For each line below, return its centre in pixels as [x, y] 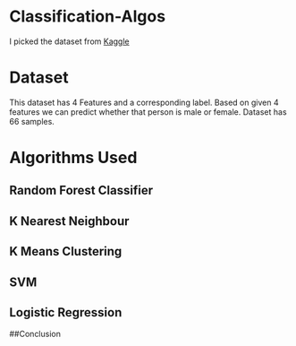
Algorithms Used [73, 158]
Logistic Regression [66, 312]
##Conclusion [35, 334]
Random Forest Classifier [81, 190]
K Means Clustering [66, 251]
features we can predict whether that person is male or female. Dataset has [148, 112]
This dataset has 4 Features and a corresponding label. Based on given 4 [144, 102]
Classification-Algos [88, 17]
